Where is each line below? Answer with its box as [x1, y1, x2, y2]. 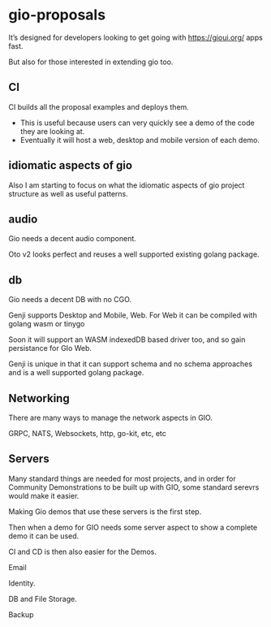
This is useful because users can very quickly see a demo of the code [19, 118, 255, 128]
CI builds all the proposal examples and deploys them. [8, 102, 189, 111]
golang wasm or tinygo [8, 319, 85, 329]
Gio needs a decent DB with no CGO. [8, 295, 132, 305]
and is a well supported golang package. [8, 368, 144, 378]
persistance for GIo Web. [8, 344, 92, 353]
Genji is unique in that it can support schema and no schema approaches [8, 359, 253, 369]
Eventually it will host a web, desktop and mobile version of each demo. [19, 135, 260, 145]
